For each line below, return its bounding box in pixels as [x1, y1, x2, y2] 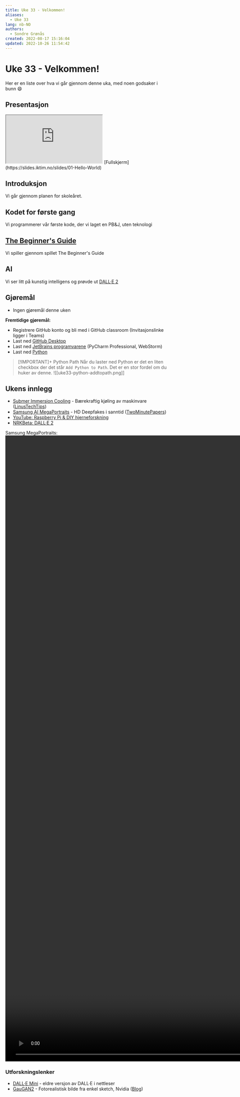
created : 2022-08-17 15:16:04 [5, 36, 70, 42]
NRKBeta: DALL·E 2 [12, 420, 54, 426]
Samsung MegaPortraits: [5, 430, 58, 436]
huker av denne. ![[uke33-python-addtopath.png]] [17, 369, 125, 375]
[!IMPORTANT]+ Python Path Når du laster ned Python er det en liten [17, 358, 164, 365]
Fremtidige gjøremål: [5, 317, 51, 323]
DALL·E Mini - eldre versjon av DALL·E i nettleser [12, 1080, 115, 1086]
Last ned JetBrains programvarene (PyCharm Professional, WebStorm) [12, 343, 163, 349]
